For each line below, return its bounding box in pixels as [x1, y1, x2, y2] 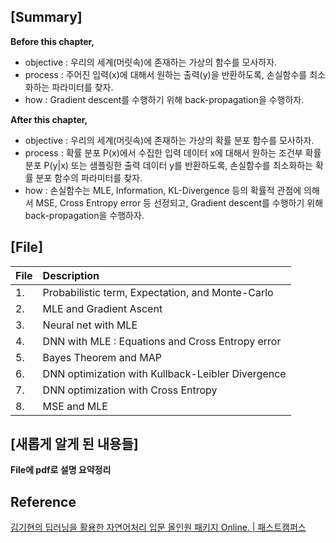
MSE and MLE [42, 399, 108, 413]
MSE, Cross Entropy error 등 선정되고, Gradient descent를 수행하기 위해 [35, 196, 324, 209]
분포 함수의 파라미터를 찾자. [35, 171, 143, 184]
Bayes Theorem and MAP [42, 350, 162, 364]
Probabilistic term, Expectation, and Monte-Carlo [42, 285, 274, 299]
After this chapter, [10, 113, 88, 125]
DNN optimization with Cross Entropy [42, 383, 218, 397]
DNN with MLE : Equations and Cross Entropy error [42, 334, 282, 348]
